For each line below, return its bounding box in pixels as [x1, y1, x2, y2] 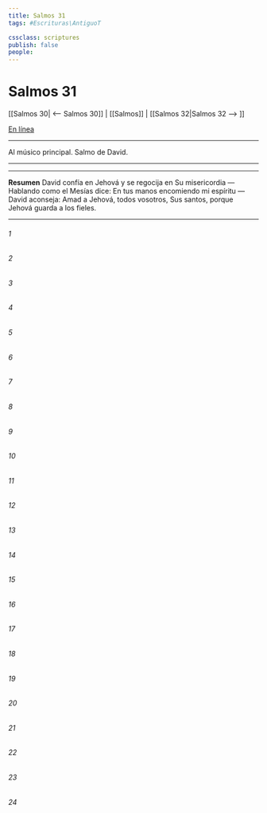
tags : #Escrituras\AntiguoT [8, 19, 102, 27]
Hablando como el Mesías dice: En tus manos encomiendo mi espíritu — [8, 187, 246, 196]
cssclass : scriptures [8, 33, 80, 41]
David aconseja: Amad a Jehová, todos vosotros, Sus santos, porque [8, 194, 234, 204]
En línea [8, 124, 34, 134]
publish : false [8, 41, 59, 49]
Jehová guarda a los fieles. [8, 203, 97, 213]
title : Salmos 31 [8, 11, 66, 20]
